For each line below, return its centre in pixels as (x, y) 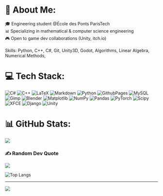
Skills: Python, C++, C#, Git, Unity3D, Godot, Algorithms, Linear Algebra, (77, 50)
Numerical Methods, (25, 55)
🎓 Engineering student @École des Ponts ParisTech (57, 23)
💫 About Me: (31, 10)
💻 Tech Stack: (35, 76)
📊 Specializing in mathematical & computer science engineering (70, 31)
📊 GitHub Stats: (38, 124)
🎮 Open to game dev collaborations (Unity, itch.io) (56, 38)
